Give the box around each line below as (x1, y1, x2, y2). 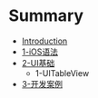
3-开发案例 (21, 78, 63, 89)
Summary (8, 5, 83, 26)
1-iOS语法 (21, 46, 59, 57)
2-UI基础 (21, 57, 55, 68)
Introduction (21, 35, 68, 46)
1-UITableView (34, 67, 90, 78)
